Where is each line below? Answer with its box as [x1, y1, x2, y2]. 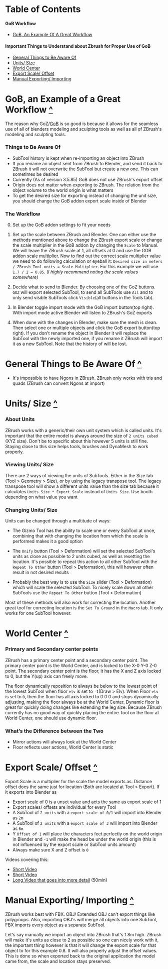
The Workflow [5, 210, 40, 217]
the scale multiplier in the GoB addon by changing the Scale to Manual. [12, 242, 158, 248]
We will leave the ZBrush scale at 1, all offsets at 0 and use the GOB [12, 248, 151, 254]
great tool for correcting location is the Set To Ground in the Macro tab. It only [5, 605, 163, 611]
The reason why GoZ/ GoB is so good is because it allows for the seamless [5, 121, 158, 127]
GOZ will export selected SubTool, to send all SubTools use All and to [12, 289, 153, 295]
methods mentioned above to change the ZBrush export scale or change [12, 237, 162, 243]
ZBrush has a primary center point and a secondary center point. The [5, 657, 148, 663]
